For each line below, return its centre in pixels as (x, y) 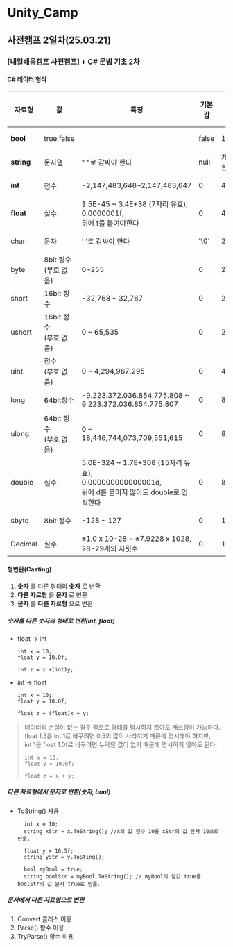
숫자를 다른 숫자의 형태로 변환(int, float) (61, 621)
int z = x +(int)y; (45, 669)
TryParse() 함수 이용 (45, 936)
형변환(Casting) (29, 569)
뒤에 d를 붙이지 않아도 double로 (131, 492)
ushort (21, 332)
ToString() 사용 (38, 811)
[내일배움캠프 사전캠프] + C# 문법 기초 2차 (74, 62)
